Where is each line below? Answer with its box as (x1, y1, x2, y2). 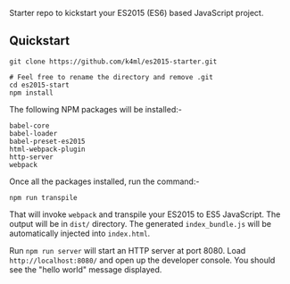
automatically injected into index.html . (9, 228, 151, 238)
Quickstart (9, 33, 70, 48)
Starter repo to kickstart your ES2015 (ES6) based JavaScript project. (9, 8, 264, 18)
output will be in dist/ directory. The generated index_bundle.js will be (9, 218, 272, 229)
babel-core (9, 121, 50, 130)
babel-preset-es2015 (9, 137, 87, 146)
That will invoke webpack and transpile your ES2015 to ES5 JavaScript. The (9, 209, 281, 220)
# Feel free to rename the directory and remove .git (9, 72, 214, 81)
